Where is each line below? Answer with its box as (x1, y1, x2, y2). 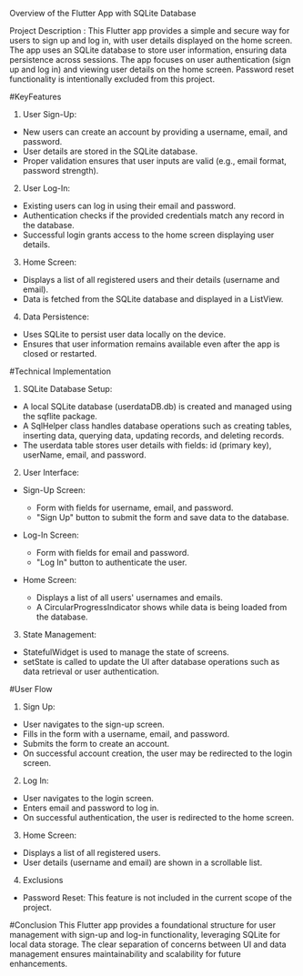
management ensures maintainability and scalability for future (9, 949, 241, 959)
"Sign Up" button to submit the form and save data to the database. (35, 512, 289, 522)
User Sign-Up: (22, 109, 77, 119)
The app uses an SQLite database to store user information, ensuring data (9, 45, 287, 55)
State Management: (22, 629, 97, 639)
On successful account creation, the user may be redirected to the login (22, 748, 293, 759)
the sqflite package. (22, 411, 98, 421)
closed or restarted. (22, 348, 97, 358)
